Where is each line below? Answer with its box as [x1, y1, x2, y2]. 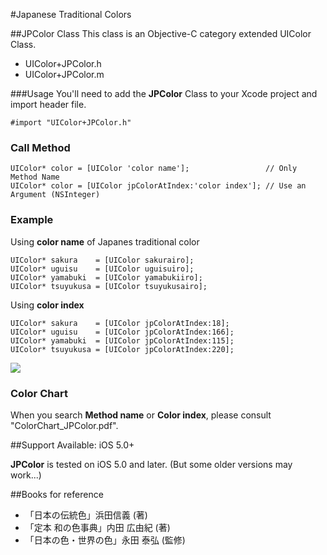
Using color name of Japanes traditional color [10, 235, 200, 248]
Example [10, 213, 54, 227]
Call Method [10, 140, 71, 154]
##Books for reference [10, 488, 104, 500]
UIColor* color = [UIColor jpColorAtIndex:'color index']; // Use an [10, 181, 307, 191]
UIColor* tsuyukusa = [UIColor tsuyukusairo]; [10, 281, 208, 291]
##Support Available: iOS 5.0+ [10, 439, 135, 451]
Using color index [10, 299, 85, 311]
